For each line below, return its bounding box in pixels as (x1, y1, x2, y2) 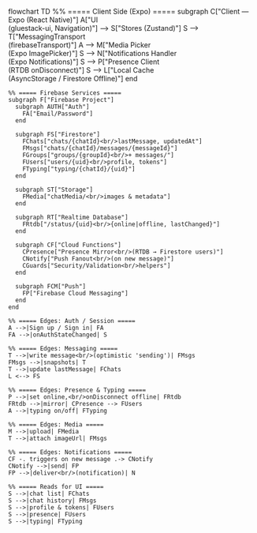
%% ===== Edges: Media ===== (8, 421, 104, 429)
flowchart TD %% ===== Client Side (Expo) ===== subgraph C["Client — (8, 7, 249, 16)
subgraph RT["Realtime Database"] (15, 213, 128, 221)
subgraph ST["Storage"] (15, 186, 93, 193)
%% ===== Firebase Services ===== (8, 89, 122, 97)
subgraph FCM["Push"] (15, 283, 87, 291)
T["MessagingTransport (8, 32, 86, 41)
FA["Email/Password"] (22, 110, 93, 118)
